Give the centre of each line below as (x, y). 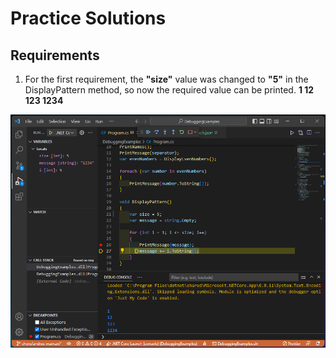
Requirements (55, 55)
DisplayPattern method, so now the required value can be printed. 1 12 (169, 90)
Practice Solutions (88, 18)
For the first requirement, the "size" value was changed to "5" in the (166, 79)
